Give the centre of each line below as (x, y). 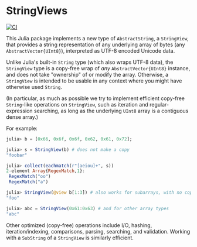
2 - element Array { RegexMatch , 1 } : (45, 171)
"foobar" (17, 155)
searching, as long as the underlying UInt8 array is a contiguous (111, 111)
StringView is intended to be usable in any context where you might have (94, 81)
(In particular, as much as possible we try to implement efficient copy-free (95, 98)
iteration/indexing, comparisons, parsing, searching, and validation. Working (98, 231)
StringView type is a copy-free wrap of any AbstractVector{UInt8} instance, (98, 68)
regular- (159, 104)
